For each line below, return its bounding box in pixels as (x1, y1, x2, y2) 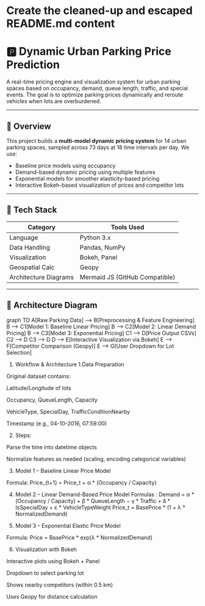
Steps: (15, 431, 32, 439)
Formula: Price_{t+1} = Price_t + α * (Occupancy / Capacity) (6, 478, 157, 486)
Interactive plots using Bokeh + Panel (6, 557, 100, 565)
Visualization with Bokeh (15, 546, 77, 553)
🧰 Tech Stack (6, 205, 57, 215)
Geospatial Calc (9, 263, 55, 272)
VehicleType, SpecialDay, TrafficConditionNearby (6, 408, 130, 415)
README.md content (6, 16, 115, 31)
